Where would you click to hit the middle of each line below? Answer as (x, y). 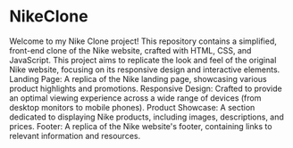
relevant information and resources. (75, 136)
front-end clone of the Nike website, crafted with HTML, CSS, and (130, 50)
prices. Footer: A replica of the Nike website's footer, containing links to (141, 126)
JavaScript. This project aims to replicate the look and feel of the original (143, 60)
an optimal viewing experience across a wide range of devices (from (135, 98)
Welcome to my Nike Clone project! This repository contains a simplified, (143, 41)
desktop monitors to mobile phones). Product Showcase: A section (132, 107)
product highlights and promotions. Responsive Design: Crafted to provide (146, 88)
